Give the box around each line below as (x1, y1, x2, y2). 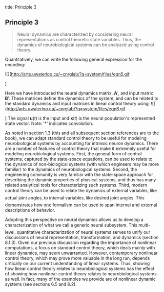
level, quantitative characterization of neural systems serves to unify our (5, 229, 150, 235)
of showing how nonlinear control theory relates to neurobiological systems (5, 270, 157, 276)
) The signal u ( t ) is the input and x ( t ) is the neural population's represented (5, 115, 155, 121)
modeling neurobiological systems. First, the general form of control (5, 150, 142, 156)
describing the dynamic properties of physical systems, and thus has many (5, 176, 156, 183)
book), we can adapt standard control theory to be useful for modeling (5, 135, 147, 141)
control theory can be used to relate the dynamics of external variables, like (5, 187, 157, 193)
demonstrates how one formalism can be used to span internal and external (5, 202, 157, 208)
